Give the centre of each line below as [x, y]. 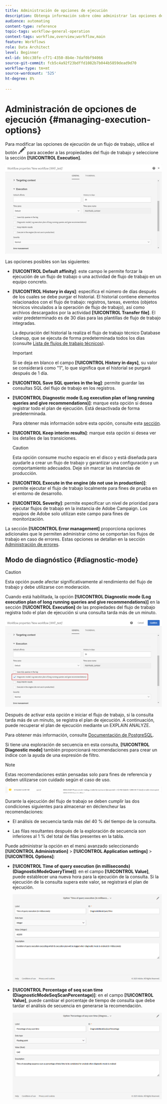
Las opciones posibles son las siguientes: [48, 262]
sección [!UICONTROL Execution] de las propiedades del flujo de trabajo [80, 607]
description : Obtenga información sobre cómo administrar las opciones [81, 16]
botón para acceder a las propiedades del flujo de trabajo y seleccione [82, 152]
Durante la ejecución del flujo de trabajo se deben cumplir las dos [73, 801]
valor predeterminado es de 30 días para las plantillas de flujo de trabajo [86, 318]
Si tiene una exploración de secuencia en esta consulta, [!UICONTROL [78, 744]
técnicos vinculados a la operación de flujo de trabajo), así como [79, 307]
